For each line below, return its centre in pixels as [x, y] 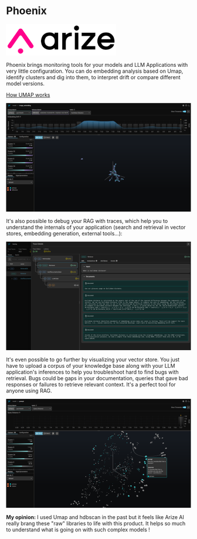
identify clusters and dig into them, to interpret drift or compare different [93, 77]
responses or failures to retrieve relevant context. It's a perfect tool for [91, 385]
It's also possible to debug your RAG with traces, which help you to [87, 221]
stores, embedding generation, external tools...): [64, 233]
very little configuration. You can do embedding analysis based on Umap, [95, 71]
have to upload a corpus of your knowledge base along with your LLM [91, 366]
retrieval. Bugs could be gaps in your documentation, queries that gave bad [97, 378]
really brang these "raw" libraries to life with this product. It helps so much [96, 523]
